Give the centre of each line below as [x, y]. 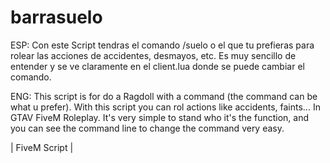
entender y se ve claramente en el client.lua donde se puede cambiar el [157, 66]
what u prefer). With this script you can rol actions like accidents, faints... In [165, 107]
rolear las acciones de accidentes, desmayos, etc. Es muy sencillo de [153, 55]
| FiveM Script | [42, 147]
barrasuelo [56, 17]
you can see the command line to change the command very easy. [147, 128]
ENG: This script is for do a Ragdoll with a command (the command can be [164, 96]
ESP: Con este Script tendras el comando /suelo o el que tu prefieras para [162, 45]
